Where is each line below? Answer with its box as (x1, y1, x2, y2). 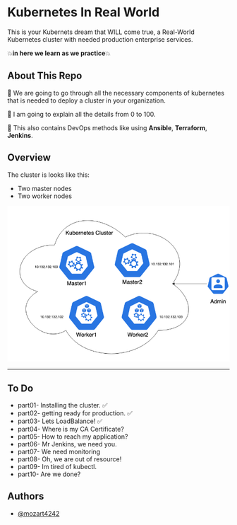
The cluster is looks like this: (7, 171, 90, 179)
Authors (7, 490, 44, 502)
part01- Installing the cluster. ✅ (17, 400, 108, 409)
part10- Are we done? (17, 470, 81, 478)
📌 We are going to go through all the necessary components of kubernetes (7, 88, 224, 97)
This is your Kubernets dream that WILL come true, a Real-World (7, 28, 195, 36)
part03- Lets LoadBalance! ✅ (17, 417, 103, 425)
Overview (7, 151, 51, 163)
